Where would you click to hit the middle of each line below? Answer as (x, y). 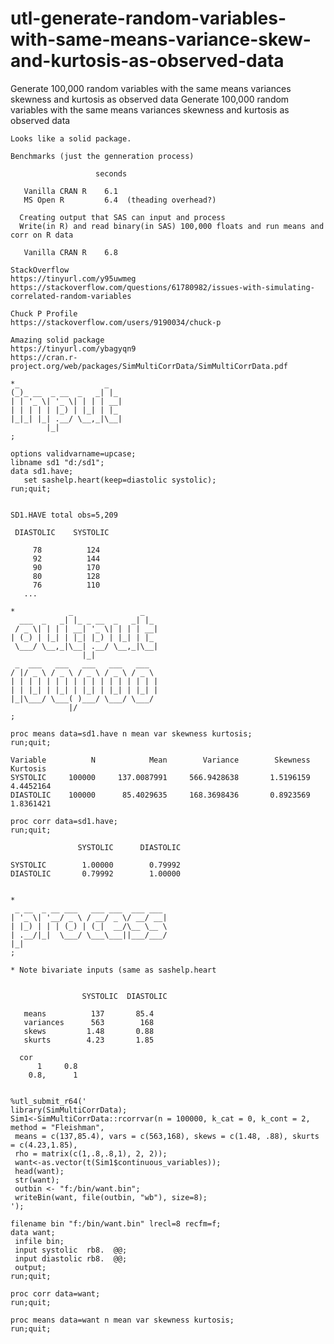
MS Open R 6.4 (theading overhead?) (120, 200)
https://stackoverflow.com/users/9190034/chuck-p (116, 322)
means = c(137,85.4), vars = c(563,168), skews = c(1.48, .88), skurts (167, 1136)
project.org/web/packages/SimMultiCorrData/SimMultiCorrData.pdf (149, 366)
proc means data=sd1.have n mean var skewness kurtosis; (131, 733)
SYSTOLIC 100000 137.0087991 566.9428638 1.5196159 (160, 777)
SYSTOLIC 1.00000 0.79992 (96, 865)
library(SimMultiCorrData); (69, 1110)
